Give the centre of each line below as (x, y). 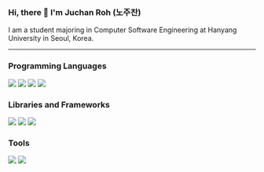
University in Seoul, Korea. (51, 38)
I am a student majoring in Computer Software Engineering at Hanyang (123, 30)
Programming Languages (58, 66)
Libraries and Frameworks (59, 104)
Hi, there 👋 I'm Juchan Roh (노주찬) (75, 12)
